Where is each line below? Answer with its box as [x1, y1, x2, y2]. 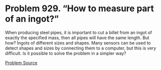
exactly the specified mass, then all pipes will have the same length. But [5, 35, 150, 41]
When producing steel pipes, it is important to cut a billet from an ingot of [5, 29, 152, 35]
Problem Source [5, 60, 38, 66]
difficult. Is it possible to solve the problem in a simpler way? [5, 50, 126, 56]
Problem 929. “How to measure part [5, 3, 154, 14]
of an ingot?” [5, 13, 59, 24]
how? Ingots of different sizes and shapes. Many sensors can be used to [5, 40, 151, 46]
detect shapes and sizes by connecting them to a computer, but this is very [5, 45, 156, 51]
